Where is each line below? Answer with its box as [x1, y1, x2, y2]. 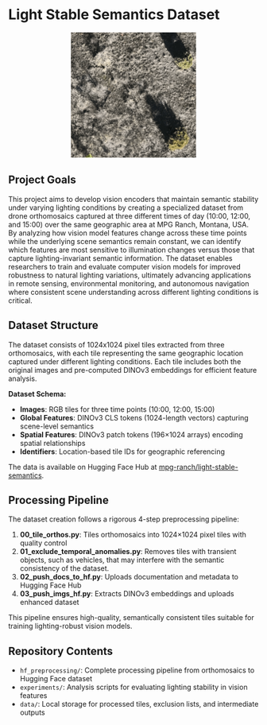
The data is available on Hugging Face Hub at [8, 462, 157, 471]
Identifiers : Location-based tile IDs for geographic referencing [19, 447, 225, 456]
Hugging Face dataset [19, 674, 93, 684]
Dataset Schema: [8, 389, 67, 398]
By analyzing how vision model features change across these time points [8, 228, 248, 238]
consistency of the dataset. [19, 564, 110, 573]
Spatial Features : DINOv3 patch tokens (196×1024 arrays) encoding [19, 429, 244, 439]
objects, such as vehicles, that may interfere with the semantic [19, 555, 225, 565]
